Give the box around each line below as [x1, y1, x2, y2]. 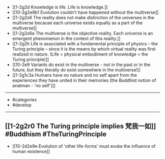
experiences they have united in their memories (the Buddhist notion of [12, 77, 156, 83]
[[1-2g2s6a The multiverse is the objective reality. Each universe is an [12, 31, 153, 36]
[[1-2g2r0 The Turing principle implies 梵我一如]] [5, 122, 156, 130]
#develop [12, 102, 32, 108]
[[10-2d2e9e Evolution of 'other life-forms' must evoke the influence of [12, 143, 156, 149]
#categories [12, 97, 37, 102]
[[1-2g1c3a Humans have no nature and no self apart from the [12, 72, 137, 78]
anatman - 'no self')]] [12, 83, 55, 88]
